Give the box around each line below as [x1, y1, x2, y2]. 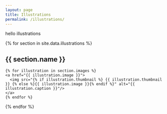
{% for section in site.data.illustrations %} [5, 40, 92, 46]
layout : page [5, 7, 33, 13]
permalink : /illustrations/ [5, 17, 65, 22]
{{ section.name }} [5, 55, 66, 64]
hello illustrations [5, 31, 41, 37]
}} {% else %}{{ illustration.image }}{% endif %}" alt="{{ [5, 82, 136, 87]
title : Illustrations [5, 12, 51, 17]
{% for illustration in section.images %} [5, 69, 96, 74]
